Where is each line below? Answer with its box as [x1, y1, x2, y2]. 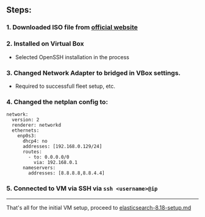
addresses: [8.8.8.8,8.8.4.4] [28, 170, 105, 176]
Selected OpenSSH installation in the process [15, 53, 129, 60]
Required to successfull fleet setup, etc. [15, 82, 116, 90]
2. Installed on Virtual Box [6, 40, 84, 48]
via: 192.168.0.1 [33, 160, 78, 166]
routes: [22, 149, 43, 155]
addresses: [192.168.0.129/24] [22, 143, 103, 150]
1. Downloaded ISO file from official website [6, 23, 138, 32]
